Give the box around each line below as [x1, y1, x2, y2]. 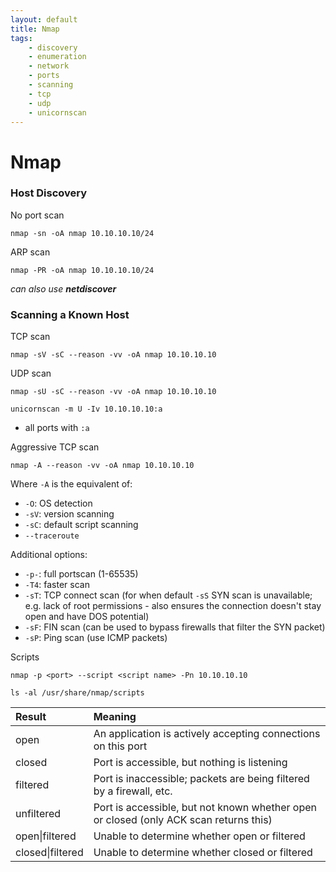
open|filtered [15, 829, 77, 843]
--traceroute [24, 531, 80, 541]
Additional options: [10, 549, 88, 561]
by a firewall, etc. [93, 784, 173, 798]
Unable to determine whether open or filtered [93, 829, 306, 843]
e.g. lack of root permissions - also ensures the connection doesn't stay [24, 600, 322, 612]
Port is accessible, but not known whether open [93, 801, 317, 815]
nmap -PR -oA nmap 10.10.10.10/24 [10, 265, 155, 275]
